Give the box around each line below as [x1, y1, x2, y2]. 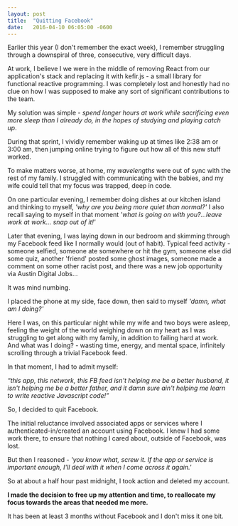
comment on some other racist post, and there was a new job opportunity [7, 262, 223, 270]
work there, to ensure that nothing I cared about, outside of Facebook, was [7, 434, 227, 443]
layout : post [7, 10, 46, 18]
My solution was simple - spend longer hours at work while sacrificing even [7, 108, 229, 117]
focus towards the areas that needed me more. [7, 498, 148, 507]
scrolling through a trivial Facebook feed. [7, 349, 128, 357]
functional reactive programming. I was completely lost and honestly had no [7, 80, 229, 88]
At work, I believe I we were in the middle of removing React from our [7, 65, 210, 73]
